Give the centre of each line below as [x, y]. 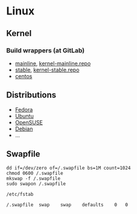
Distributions [31, 95]
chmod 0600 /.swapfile [35, 173]
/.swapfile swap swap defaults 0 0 [67, 205]
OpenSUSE [29, 122]
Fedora [24, 109]
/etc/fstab [20, 194]
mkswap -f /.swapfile [33, 179]
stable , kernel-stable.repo [47, 70]
